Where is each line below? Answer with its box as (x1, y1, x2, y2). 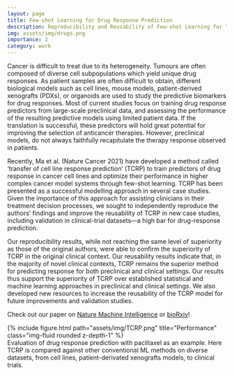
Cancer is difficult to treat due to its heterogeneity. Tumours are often (7, 62, 206, 70)
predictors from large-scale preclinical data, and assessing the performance (7, 106, 226, 115)
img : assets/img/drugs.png (7, 29, 86, 37)
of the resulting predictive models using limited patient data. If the (7, 114, 196, 122)
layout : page (7, 10, 45, 17)
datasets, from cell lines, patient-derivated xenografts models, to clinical (7, 353, 214, 362)
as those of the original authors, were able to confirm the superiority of (7, 245, 211, 253)
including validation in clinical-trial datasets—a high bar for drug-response (7, 216, 221, 224)
